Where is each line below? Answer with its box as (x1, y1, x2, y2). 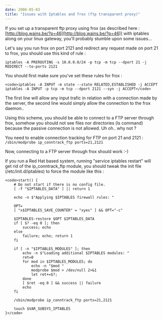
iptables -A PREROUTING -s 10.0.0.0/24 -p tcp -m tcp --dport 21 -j (5, 60, 147, 65)
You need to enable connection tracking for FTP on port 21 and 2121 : (5, 135, 144, 140)
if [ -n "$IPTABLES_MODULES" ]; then (14, 246, 91, 251)
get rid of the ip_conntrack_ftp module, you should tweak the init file (5, 163, 142, 169)
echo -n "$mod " (31, 263, 64, 268)
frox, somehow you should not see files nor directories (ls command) (5, 120, 144, 126)
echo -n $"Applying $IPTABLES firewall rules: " (14, 195, 114, 200)
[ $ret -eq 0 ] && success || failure (22, 280, 101, 285)
